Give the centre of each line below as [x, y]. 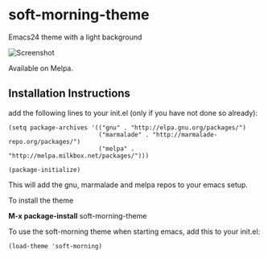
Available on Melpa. [41, 68]
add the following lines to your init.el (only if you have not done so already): [133, 113]
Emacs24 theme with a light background [75, 37]
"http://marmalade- [185, 134]
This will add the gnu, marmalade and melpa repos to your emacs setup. [128, 184]
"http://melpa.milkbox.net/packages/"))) [79, 156]
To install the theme [41, 200]
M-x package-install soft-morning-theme [78, 215]
